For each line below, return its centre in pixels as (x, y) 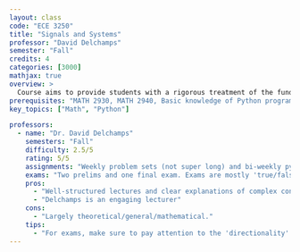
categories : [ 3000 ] (46, 68)
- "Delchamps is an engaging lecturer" (107, 200)
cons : (36, 208)
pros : (36, 183)
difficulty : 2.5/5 (59, 150)
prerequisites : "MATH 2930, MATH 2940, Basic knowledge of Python (135, 101)
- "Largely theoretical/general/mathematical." (123, 216)
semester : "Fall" (42, 51)
